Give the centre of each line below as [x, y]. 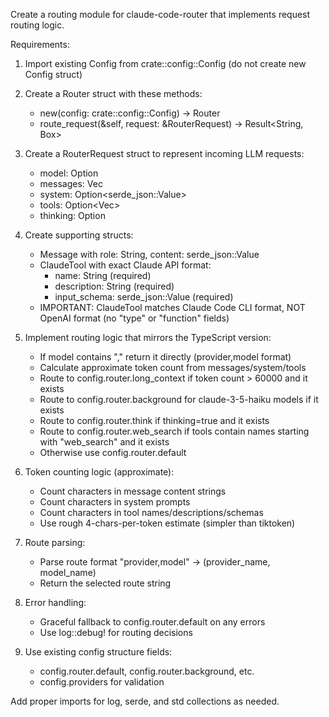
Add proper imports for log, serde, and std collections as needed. [145, 701]
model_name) [68, 572]
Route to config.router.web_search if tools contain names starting [174, 431]
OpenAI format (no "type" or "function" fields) [134, 318]
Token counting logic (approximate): [99, 472]
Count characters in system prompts [115, 502]
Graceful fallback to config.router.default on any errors [152, 622]
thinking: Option [72, 215]
